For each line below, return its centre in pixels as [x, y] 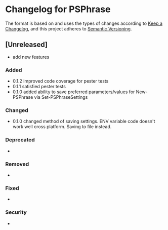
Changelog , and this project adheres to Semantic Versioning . [69, 28]
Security [16, 212]
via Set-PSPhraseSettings [61, 97]
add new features [31, 57]
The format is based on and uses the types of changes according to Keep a [84, 23]
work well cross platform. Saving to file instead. [62, 127]
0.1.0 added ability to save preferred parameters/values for [74, 92]
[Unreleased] [27, 45]
